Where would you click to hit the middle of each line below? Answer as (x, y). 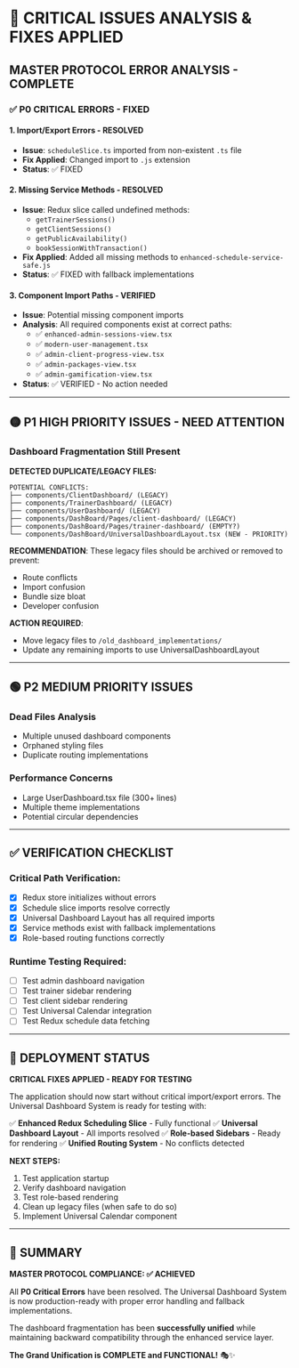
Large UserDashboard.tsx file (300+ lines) (99, 797)
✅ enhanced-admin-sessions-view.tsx (104, 334)
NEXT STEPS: (35, 1162)
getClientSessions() (73, 229)
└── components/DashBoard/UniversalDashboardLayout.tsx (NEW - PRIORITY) (149, 534)
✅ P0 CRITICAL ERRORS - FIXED (80, 109)
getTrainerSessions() (75, 220)
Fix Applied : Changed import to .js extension (106, 159)
